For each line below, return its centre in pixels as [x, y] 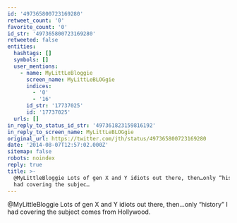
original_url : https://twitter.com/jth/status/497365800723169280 [107, 138]
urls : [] [26, 119]
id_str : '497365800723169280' [52, 34]
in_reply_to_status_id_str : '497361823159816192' [82, 125]
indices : [39, 86]
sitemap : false [30, 152]
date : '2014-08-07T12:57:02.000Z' [58, 145]
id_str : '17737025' [54, 106]
